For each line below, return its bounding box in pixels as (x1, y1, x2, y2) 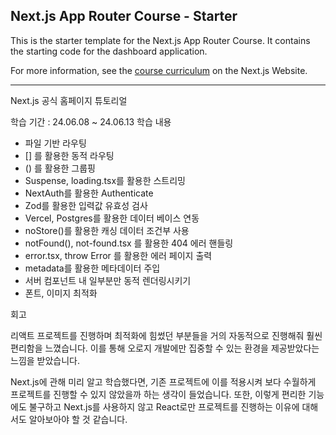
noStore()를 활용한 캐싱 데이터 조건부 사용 (24, 224, 190, 236)
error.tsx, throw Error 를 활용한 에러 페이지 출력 (24, 249, 213, 261)
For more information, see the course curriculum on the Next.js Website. (10, 64, 308, 76)
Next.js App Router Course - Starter (10, 8, 238, 25)
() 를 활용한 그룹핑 (24, 162, 96, 174)
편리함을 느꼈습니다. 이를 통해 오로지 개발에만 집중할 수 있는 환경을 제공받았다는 (10, 342, 320, 354)
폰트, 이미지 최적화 (24, 287, 98, 299)
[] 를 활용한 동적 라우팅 (24, 149, 115, 161)
